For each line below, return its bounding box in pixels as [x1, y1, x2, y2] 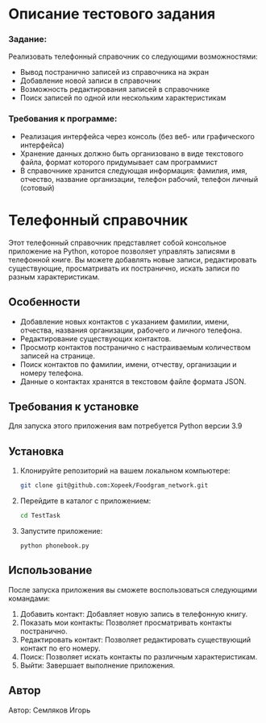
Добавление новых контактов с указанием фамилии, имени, [19, 316, 230, 326]
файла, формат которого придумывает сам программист [19, 157, 218, 167]
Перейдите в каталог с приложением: [19, 496, 152, 506]
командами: [8, 593, 51, 603]
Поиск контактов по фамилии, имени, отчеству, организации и [19, 359, 237, 369]
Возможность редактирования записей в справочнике [19, 85, 210, 94]
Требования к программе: [8, 114, 118, 125]
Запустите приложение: [19, 526, 103, 535]
